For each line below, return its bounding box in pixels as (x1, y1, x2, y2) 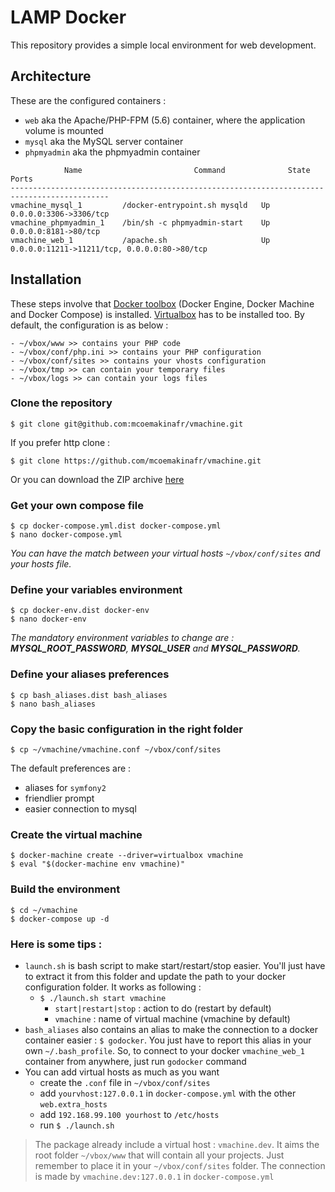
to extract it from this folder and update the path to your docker (24, 970, 287, 982)
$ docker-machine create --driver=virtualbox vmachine (10, 851, 244, 861)
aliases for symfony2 (24, 782, 107, 794)
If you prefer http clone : (10, 436, 111, 448)
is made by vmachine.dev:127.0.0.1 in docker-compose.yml (34, 1170, 275, 1182)
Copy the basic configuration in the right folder (10, 722, 243, 736)
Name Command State (63, 165, 311, 175)
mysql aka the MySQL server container (24, 135, 184, 147)
